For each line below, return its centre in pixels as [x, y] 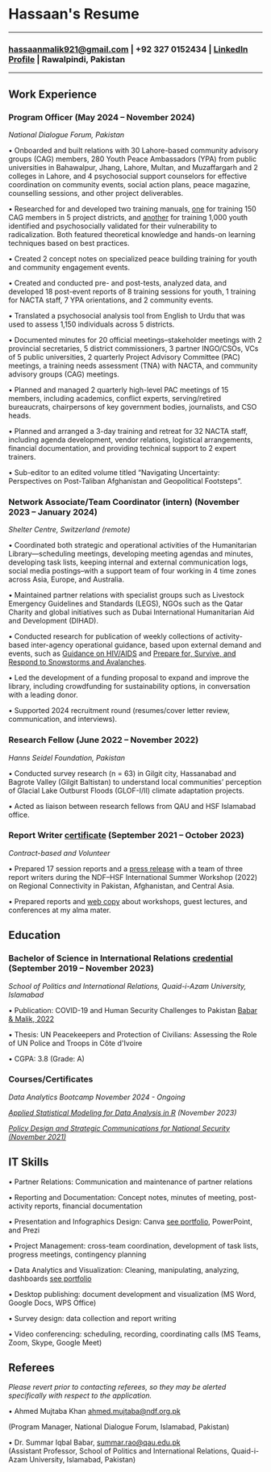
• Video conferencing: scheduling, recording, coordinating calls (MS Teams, [135, 1334]
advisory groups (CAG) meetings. [64, 374]
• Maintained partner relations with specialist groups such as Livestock [126, 595]
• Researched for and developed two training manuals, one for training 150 [132, 208]
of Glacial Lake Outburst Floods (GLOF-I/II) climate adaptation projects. [126, 790]
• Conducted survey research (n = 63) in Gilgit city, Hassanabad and [122, 773]
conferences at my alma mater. [60, 910]
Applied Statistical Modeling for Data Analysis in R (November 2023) [123, 1112]
